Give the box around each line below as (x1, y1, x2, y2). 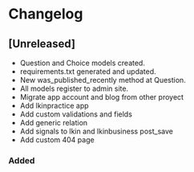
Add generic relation (19, 118, 88, 127)
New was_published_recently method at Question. (19, 76, 186, 84)
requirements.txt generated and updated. (19, 67, 156, 76)
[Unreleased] (8, 37, 76, 51)
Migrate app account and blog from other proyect (19, 92, 184, 101)
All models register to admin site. (19, 84, 129, 93)
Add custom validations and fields (19, 109, 132, 119)
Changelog (8, 5, 83, 23)
